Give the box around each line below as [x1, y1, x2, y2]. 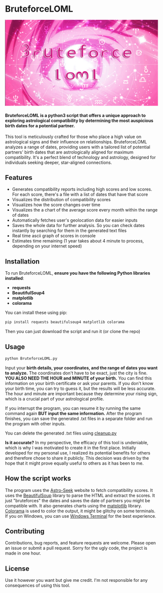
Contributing [5, 527, 45, 536]
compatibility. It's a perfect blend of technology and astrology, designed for [5, 154, 156, 160]
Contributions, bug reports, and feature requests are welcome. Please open [5, 540, 156, 546]
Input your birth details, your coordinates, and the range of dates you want [5, 365, 158, 370]
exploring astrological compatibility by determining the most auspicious [5, 118, 154, 123]
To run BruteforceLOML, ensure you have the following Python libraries [5, 270, 150, 276]
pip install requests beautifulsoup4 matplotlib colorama [5, 320, 125, 325]
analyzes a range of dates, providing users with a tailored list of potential [5, 144, 150, 150]
